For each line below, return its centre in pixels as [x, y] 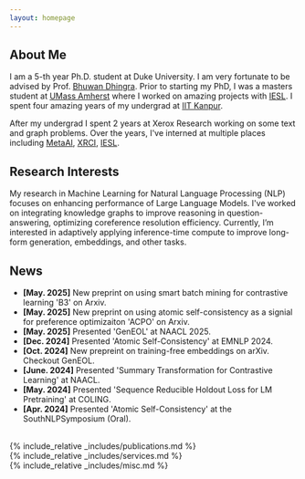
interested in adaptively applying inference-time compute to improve [138, 233]
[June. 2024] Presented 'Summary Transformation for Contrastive [147, 370]
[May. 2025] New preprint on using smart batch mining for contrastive [155, 293]
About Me [38, 55]
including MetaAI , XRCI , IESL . [65, 143]
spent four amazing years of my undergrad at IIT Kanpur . [116, 106]
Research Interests [64, 171]
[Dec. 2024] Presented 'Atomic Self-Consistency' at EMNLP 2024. [148, 341]
